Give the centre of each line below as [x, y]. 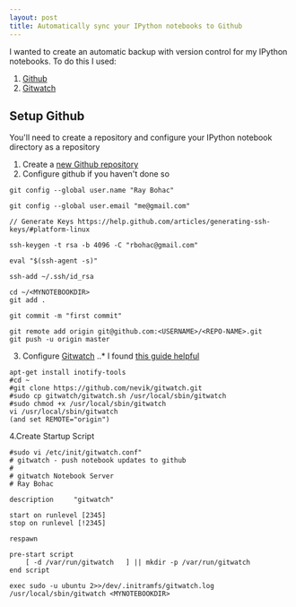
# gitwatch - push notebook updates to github [98, 461]
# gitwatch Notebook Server [62, 476]
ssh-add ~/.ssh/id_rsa [52, 277]
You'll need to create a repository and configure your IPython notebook [141, 138]
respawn [24, 539]
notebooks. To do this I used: [63, 61]
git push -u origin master [60, 340]
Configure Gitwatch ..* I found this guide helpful [111, 356]
